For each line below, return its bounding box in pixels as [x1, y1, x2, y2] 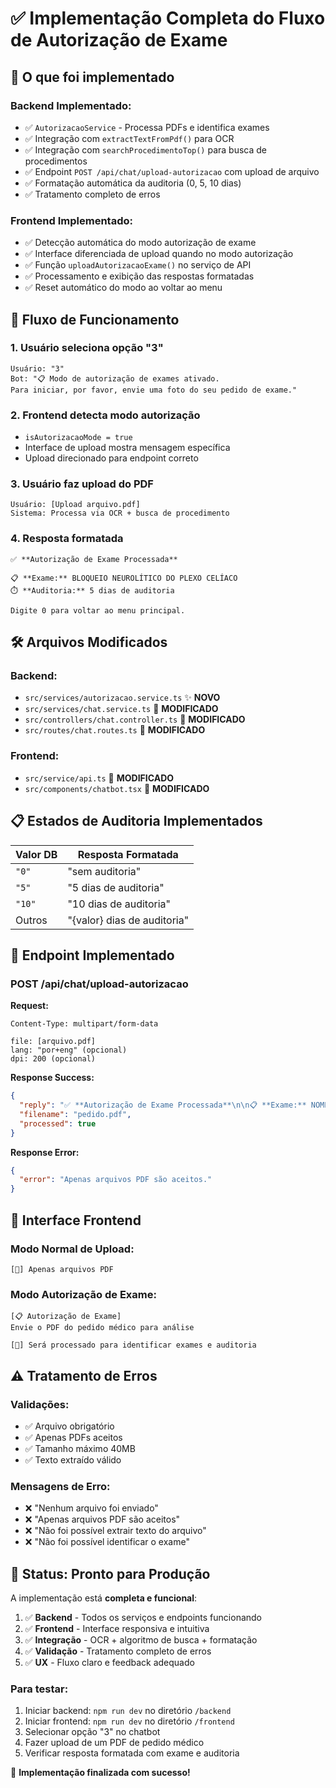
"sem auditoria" [67, 864, 142, 878]
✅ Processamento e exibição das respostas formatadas [24, 270, 255, 282]
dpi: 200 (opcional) [10, 1054, 97, 1064]
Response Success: [10, 1072, 95, 1084]
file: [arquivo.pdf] [10, 1037, 97, 1047]
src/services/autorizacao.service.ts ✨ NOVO [24, 692, 221, 704]
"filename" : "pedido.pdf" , [19, 1109, 132, 1119]
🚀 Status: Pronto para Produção [10, 1565, 211, 1582]
